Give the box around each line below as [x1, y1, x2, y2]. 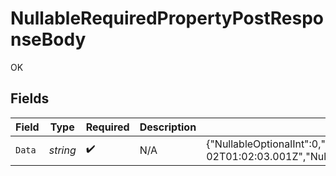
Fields [10, 90, 50, 107]
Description [139, 120, 197, 134]
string [48, 143, 77, 157]
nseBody [10, 28, 87, 51]
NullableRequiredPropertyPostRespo [10, 7, 324, 30]
